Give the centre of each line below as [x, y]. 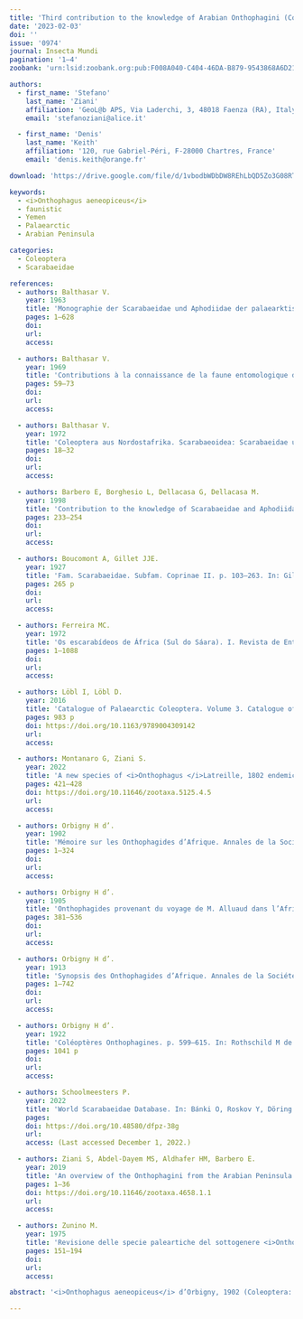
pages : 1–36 [48, 1184]
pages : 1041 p [52, 1051]
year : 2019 [46, 1167]
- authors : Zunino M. [58, 1226]
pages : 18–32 [50, 451]
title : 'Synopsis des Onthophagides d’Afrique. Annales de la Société [161, 976]
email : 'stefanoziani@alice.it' [86, 118]
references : [32, 284]
